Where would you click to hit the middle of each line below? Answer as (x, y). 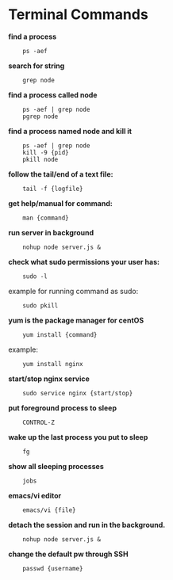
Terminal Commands (78, 15)
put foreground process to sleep (63, 408)
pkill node (40, 159)
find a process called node (53, 95)
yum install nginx (53, 364)
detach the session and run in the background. (87, 525)
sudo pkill (40, 305)
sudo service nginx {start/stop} (78, 393)
